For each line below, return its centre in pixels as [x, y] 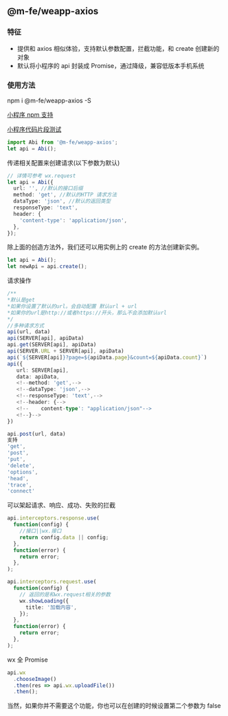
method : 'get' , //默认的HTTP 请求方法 [65, 195]
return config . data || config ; [64, 537]
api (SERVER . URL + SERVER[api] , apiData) [66, 351]
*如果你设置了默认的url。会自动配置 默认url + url [72, 306]
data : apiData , [38, 377]
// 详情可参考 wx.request [42, 176]
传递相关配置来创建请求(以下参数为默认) [64, 163]
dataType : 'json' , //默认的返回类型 [62, 201]
